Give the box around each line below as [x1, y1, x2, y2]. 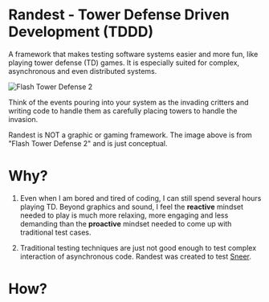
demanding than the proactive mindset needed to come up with [19, 218, 232, 228]
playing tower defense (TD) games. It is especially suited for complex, [8, 58, 239, 67]
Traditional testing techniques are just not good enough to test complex [19, 243, 257, 252]
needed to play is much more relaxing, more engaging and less [19, 210, 229, 220]
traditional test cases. [19, 227, 92, 237]
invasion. [8, 114, 39, 124]
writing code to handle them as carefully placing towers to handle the [8, 106, 238, 116]
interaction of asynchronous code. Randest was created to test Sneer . [19, 251, 251, 261]
